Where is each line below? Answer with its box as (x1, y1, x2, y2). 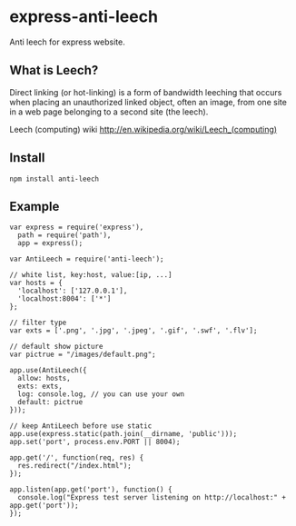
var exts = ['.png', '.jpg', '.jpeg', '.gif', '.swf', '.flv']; (9, 326, 258, 335)
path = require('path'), (17, 231, 112, 240)
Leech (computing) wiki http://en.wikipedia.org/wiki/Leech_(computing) (9, 124, 278, 134)
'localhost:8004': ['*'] (17, 294, 112, 303)
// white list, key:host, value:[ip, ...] (9, 271, 173, 280)
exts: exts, (17, 382, 64, 392)
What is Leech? (9, 63, 99, 78)
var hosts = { (9, 279, 64, 288)
